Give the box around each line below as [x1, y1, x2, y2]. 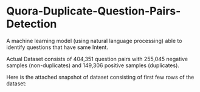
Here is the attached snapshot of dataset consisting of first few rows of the [6, 73, 195, 80]
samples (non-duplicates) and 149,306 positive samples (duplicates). [6, 62, 179, 69]
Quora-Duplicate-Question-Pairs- [6, 4, 181, 18]
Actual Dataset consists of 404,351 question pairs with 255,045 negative [6, 55, 188, 62]
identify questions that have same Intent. [6, 44, 108, 51]
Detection [6, 17, 57, 31]
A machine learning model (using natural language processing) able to [6, 37, 182, 44]
